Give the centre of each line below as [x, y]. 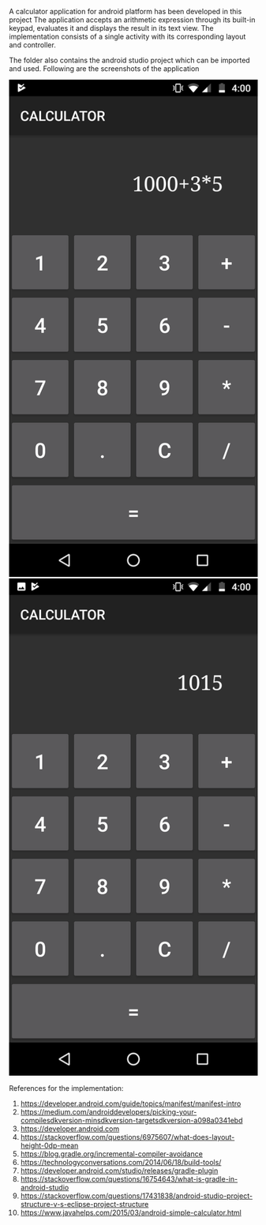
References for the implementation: [66, 1088]
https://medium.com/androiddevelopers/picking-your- [109, 1112]
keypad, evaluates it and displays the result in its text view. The [111, 28]
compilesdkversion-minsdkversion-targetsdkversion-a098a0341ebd [131, 1120]
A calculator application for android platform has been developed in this [126, 11]
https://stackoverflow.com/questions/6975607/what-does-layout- [127, 1137]
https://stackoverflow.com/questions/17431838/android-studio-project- [137, 1196]
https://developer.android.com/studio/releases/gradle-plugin [119, 1171]
